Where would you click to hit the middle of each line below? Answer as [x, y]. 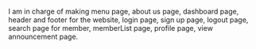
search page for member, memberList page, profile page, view [111, 28]
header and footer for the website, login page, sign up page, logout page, [128, 20]
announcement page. [43, 36]
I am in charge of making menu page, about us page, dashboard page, [124, 11]
